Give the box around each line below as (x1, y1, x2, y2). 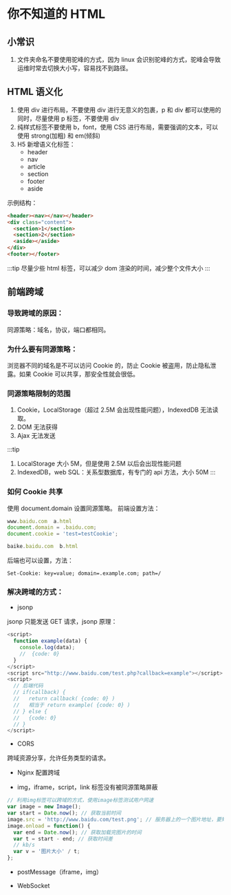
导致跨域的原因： (7, 308, 64, 318)
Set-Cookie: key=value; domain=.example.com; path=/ (7, 570, 162, 577)
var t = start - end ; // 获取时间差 (13, 835, 113, 842)
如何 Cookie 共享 (7, 487, 63, 496)
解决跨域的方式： (7, 587, 64, 596)
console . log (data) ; (19, 644, 76, 651)
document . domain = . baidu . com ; (7, 524, 97, 531)
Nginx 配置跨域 (16, 768, 60, 777)
